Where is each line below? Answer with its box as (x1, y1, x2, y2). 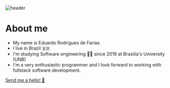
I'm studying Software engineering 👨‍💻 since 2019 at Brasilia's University (12, 51, 165, 57)
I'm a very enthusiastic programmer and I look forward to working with (12, 61, 161, 68)
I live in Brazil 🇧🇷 (12, 45, 50, 51)
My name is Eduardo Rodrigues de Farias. (12, 39, 101, 46)
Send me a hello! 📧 (5, 77, 45, 83)
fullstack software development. (12, 67, 81, 73)
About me (5, 23, 48, 34)
